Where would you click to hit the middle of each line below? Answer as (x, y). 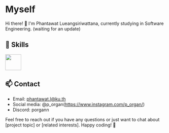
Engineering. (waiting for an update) (43, 28)
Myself (20, 9)
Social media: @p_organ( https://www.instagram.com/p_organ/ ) (79, 104)
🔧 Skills (17, 45)
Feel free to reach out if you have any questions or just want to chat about (82, 119)
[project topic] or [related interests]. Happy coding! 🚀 (61, 125)
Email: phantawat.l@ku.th (39, 99)
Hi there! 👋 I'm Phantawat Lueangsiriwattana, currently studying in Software (84, 23)
